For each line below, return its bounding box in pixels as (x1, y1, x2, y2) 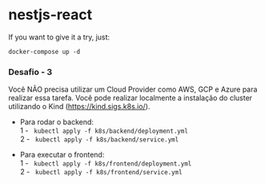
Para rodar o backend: (19, 117, 94, 127)
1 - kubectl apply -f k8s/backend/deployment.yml (19, 126, 188, 136)
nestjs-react (8, 6, 93, 24)
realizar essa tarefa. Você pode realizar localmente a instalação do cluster (8, 93, 253, 103)
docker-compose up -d (8, 47, 81, 55)
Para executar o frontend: (19, 150, 105, 160)
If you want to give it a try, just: (8, 32, 110, 42)
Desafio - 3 (8, 66, 53, 77)
